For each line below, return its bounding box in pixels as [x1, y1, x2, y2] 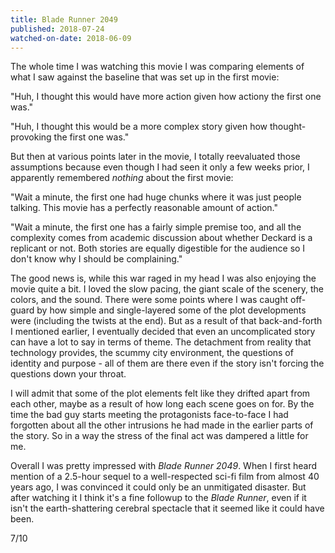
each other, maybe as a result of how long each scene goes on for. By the [10, 398, 315, 410]
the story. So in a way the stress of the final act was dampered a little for [10, 430, 309, 442]
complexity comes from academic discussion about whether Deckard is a [10, 232, 313, 244]
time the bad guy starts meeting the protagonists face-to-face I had [10, 409, 289, 421]
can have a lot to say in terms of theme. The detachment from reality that [10, 336, 312, 348]
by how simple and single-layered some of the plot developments [36, 304, 307, 316]
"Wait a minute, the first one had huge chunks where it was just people [10, 191, 302, 203]
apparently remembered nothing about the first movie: [10, 172, 234, 184]
